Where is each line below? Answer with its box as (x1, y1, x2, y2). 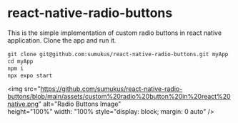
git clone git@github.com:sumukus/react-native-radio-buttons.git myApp (7, 50, 229, 58)
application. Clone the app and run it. (7, 36, 116, 44)
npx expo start (7, 72, 53, 79)
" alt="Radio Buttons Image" (38, 100, 122, 108)
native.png (7, 100, 39, 108)
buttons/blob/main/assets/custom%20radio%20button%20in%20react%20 (7, 92, 231, 100)
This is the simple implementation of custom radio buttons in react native (7, 28, 222, 37)
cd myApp (7, 58, 34, 65)
